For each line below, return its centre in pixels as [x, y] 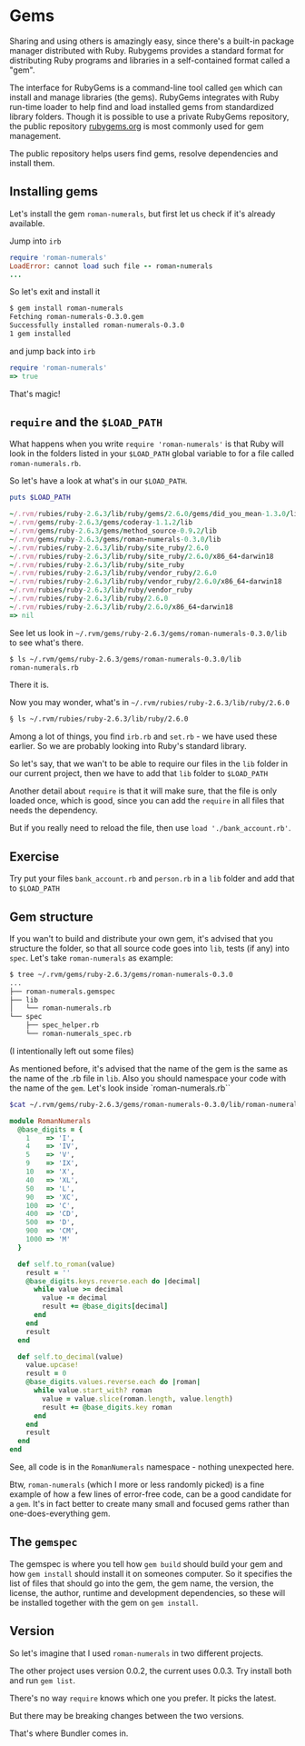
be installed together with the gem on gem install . [104, 1602]
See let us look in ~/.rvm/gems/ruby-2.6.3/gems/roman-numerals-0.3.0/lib [148, 633]
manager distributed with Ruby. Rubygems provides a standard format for [147, 50]
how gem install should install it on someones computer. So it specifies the [151, 1573]
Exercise [34, 857]
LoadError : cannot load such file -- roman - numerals [111, 266]
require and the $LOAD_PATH [86, 422]
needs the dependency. [54, 811]
